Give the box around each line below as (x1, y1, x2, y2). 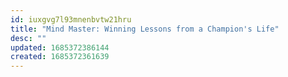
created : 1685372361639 (10, 52, 110, 62)
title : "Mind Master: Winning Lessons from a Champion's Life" (10, 24, 280, 34)
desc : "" (10, 33, 47, 43)
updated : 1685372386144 (10, 42, 110, 53)
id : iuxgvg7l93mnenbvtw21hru (10, 14, 132, 25)
